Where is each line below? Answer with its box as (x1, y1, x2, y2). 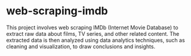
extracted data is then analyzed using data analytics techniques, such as (6, 36, 185, 43)
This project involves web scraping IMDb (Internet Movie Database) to (6, 24, 178, 31)
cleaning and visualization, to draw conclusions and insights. (6, 43, 156, 50)
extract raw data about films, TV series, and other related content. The (6, 30, 180, 37)
